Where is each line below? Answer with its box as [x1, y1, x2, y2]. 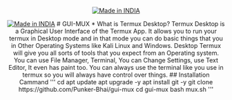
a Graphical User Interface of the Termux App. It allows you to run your [14, 27, 217, 35]
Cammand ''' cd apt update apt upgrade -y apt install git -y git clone [19, 78, 213, 86]
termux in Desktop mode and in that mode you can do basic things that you [9, 34, 223, 42]
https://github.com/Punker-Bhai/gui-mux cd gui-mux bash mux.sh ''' [18, 86, 214, 93]
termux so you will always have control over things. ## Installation [22, 71, 210, 79]
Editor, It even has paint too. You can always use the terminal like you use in [8, 64, 224, 71]
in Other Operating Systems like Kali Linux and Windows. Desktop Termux [10, 42, 222, 49]
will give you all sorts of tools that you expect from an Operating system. [12, 49, 220, 57]
